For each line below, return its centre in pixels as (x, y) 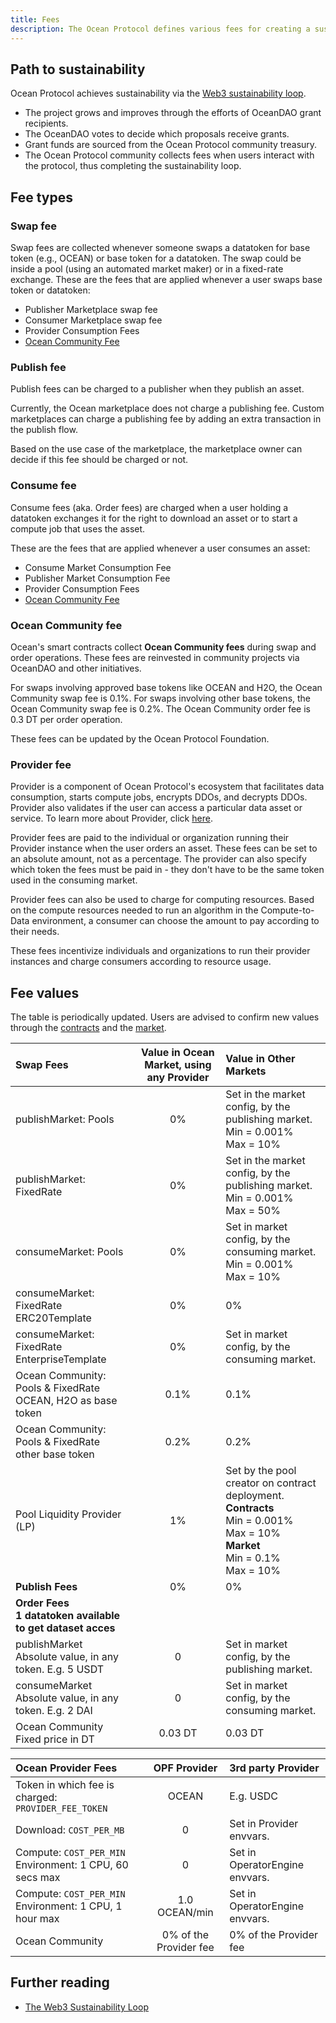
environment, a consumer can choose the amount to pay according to (175, 921)
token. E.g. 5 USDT (60, 1669)
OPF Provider (185, 1768)
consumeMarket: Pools (69, 1251)
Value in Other (260, 1058)
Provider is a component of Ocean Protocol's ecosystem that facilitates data (167, 787)
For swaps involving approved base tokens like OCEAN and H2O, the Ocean (166, 687)
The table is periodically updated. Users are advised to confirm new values (165, 1017)
